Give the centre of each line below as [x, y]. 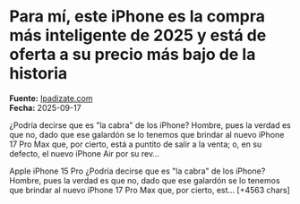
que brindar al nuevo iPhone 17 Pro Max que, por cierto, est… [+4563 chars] [150, 190]
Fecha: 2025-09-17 [46, 107]
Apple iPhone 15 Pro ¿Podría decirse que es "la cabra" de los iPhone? [137, 171]
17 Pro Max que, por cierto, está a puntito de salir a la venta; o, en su [136, 144]
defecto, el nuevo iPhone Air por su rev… [84, 153]
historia [39, 74]
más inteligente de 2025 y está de [138, 35]
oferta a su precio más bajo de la [133, 55]
